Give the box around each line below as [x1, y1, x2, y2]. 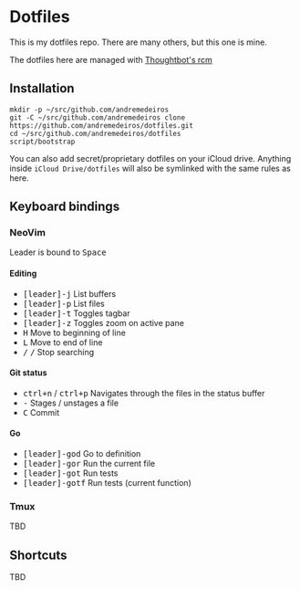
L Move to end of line [22, 336, 103, 348]
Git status [9, 367, 47, 378]
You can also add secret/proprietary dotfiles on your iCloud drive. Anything [9, 153, 292, 163]
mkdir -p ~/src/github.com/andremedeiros [9, 105, 170, 114]
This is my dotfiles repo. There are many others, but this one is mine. [9, 37, 267, 47]
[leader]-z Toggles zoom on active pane [22, 317, 185, 328]
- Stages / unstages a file [22, 397, 119, 408]
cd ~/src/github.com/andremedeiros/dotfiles [9, 129, 181, 138]
